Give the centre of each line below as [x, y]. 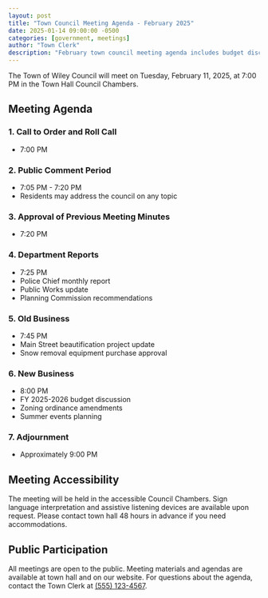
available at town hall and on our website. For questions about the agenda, [130, 577]
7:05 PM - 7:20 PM [51, 187]
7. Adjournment [39, 437]
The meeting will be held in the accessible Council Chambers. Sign [118, 499]
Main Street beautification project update [87, 344]
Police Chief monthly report [65, 281]
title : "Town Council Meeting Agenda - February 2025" [101, 23]
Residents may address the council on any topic [99, 196]
